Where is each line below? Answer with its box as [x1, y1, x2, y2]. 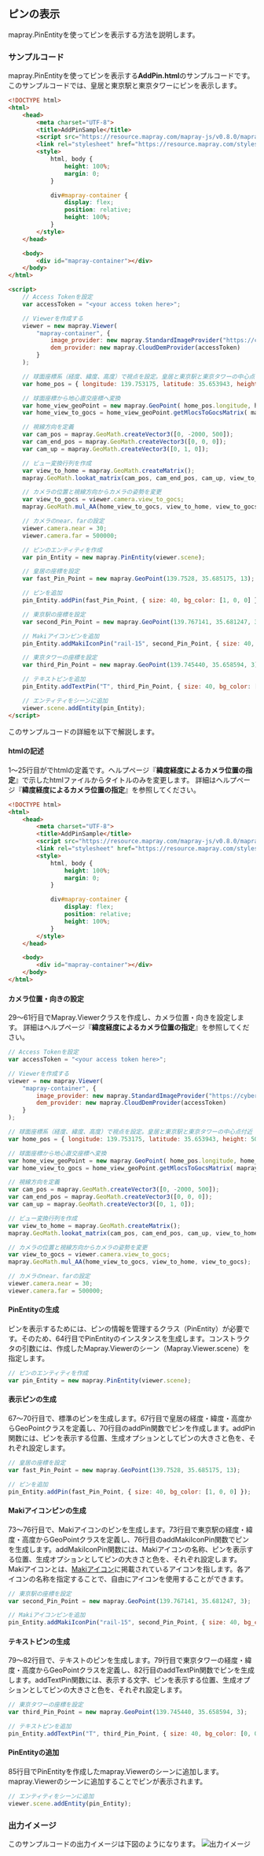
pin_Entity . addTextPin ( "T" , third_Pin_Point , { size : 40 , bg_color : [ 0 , [8, 1729, 251, 1738]
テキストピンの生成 [8, 1636, 71, 1646]
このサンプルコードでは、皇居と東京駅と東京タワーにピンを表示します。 [8, 81, 241, 91]
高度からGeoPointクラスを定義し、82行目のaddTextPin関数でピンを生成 [21, 1665, 255, 1675]
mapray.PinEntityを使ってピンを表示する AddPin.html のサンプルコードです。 [8, 71, 255, 80]
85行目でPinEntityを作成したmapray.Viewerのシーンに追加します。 [8, 1767, 224, 1776]
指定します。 [8, 1353, 49, 1363]
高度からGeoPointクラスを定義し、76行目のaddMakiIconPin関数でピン [21, 1534, 250, 1544]
